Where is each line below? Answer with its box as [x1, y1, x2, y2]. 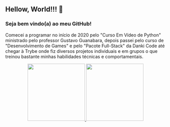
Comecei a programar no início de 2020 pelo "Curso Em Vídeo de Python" [5, 31, 161, 38]
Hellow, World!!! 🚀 [5, 5, 64, 14]
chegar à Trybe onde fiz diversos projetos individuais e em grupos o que [5, 48, 158, 54]
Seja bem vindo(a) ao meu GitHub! [5, 20, 92, 27]
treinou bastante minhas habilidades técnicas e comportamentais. [5, 53, 144, 59]
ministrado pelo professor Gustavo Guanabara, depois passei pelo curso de [5, 37, 164, 43]
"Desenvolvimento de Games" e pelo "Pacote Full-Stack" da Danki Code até [5, 43, 165, 49]
